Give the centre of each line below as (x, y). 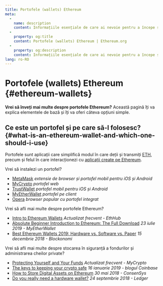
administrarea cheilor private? (35, 253)
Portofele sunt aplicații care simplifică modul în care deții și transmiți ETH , (79, 154)
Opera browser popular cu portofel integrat (55, 199)
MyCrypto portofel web (35, 184)
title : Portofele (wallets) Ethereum (43, 9)
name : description (32, 23)
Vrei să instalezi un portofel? (33, 169)
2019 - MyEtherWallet (34, 228)
